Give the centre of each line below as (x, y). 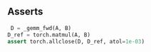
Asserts (25, 12)
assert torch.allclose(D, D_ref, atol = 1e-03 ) (76, 41)
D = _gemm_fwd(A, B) (41, 28)
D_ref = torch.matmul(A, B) (49, 35)
